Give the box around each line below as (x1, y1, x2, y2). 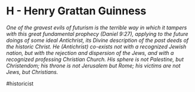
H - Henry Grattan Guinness (6, 4, 147, 18)
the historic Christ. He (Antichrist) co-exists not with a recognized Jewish (6, 43, 187, 50)
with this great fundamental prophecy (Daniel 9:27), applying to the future (6, 30, 189, 37)
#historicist (6, 79, 34, 87)
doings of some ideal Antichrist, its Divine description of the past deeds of (6, 36, 189, 44)
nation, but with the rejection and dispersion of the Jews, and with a (6, 49, 174, 56)
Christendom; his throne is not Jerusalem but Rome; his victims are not (6, 62, 181, 69)
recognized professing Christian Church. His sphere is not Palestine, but (6, 56, 184, 63)
